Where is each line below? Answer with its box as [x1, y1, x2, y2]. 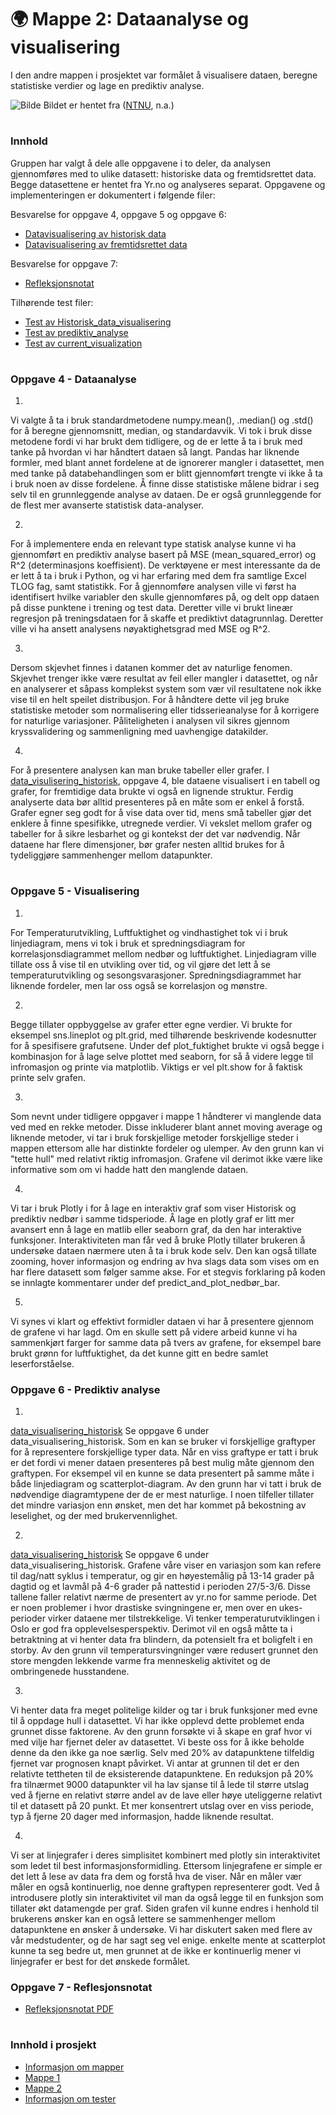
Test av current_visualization [24, 337, 143, 349]
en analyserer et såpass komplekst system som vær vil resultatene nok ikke [10, 683, 322, 695]
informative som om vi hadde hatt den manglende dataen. [10, 1163, 249, 1175]
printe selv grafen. [10, 1071, 86, 1083]
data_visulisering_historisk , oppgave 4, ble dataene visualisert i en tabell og [10, 775, 321, 787]
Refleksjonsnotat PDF [24, 2003, 115, 2015]
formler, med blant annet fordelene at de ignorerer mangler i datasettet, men [10, 457, 325, 469]
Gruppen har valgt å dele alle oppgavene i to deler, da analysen [10, 157, 271, 169]
